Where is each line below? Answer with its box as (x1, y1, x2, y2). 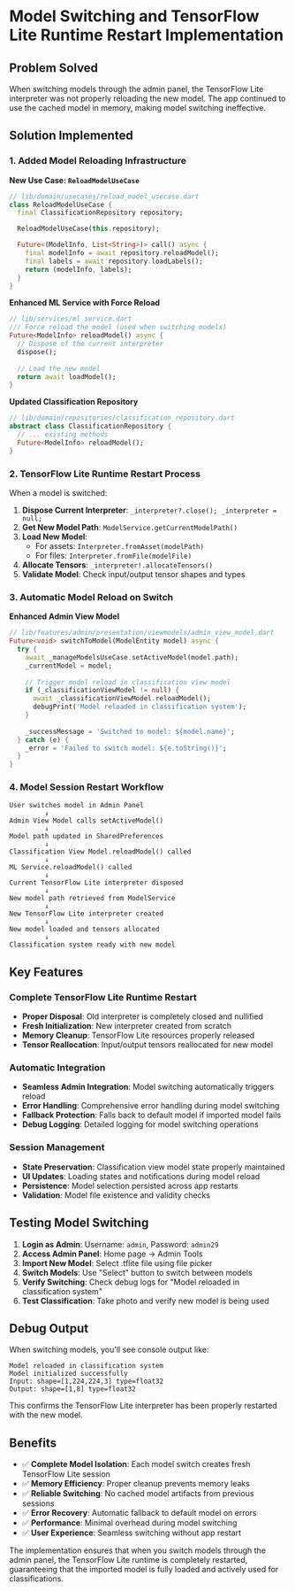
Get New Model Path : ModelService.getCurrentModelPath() (21, 521, 238, 532)
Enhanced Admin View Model (9, 611, 120, 622)
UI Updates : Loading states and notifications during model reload (21, 1170, 261, 1181)
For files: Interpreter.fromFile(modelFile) (34, 550, 193, 560)
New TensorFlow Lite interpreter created (9, 909, 164, 918)
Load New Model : (21, 531, 88, 542)
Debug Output (9, 1321, 89, 1336)
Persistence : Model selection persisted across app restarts (21, 1180, 238, 1191)
